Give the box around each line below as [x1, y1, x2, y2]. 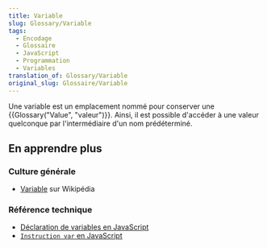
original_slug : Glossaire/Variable [8, 79, 128, 87]
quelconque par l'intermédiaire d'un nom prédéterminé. [8, 118, 193, 128]
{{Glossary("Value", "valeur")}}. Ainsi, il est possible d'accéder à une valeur [8, 110, 260, 119]
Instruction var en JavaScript [19, 231, 123, 241]
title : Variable [8, 11, 63, 20]
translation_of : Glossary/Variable [8, 72, 128, 80]
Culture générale [8, 166, 77, 177]
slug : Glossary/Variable [8, 19, 92, 27]
